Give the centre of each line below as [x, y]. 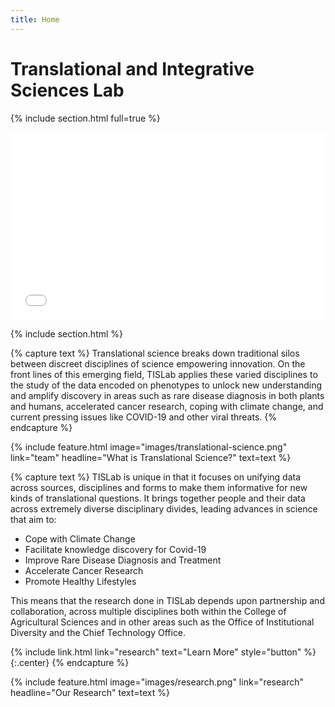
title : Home [35, 19]
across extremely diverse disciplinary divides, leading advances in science [164, 508]
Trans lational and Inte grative [132, 68]
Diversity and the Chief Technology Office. [98, 632]
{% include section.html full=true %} [85, 118]
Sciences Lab [67, 90]
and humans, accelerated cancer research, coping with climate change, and [167, 406]
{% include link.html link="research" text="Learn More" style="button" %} [163, 652]
